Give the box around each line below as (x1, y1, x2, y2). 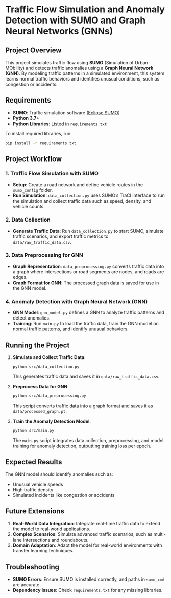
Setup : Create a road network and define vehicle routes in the (12, 182, 143, 188)
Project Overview (5, 46, 62, 54)
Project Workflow (5, 155, 62, 164)
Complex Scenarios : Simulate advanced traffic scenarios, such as (12, 531, 153, 537)
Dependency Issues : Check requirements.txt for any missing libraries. (12, 587, 163, 593)
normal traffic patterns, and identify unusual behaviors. (12, 326, 129, 332)
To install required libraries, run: (5, 130, 72, 136)
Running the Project (5, 341, 70, 349)
